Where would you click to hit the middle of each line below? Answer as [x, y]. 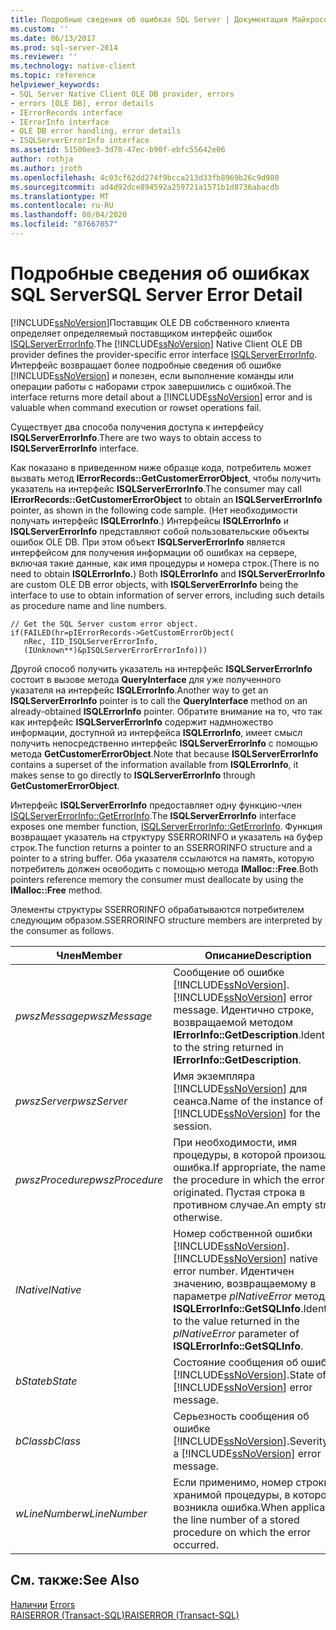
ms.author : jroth [46, 168]
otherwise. [198, 1217]
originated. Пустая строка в [239, 1192]
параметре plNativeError [233, 1296]
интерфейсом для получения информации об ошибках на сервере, [154, 552]
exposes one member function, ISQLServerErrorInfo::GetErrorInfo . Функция [166, 826]
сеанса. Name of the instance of [248, 1101]
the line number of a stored [236, 1519]
